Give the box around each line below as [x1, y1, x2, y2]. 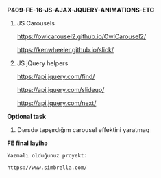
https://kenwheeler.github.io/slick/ [16, 46, 114, 54]
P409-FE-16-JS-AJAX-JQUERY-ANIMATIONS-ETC [7, 6, 155, 14]
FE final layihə [7, 139, 48, 147]
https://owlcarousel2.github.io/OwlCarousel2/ [16, 32, 146, 41]
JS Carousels [16, 19, 55, 27]
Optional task [7, 113, 47, 120]
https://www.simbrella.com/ [7, 164, 88, 171]
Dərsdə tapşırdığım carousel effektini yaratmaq [16, 126, 150, 133]
